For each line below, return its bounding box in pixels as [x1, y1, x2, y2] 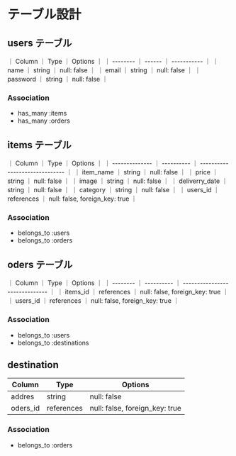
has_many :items [17, 109, 67, 118]
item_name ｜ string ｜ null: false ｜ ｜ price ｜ [82, 168, 218, 177]
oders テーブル [7, 258, 73, 270]
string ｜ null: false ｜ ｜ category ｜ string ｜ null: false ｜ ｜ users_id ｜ [7, 186, 220, 194]
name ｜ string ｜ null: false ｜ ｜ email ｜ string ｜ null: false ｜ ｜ [7, 66, 201, 74]
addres [11, 391, 35, 401]
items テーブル [7, 139, 72, 151]
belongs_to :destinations [17, 338, 90, 347]
